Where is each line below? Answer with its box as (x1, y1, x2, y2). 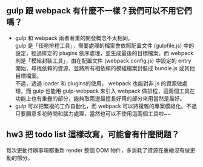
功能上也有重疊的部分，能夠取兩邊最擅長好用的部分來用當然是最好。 (15, 94, 185, 102)
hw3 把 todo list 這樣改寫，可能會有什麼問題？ (6, 129, 180, 140)
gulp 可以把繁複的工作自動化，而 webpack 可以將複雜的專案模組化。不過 (15, 102, 197, 110)
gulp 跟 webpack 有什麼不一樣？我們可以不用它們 (6, 5, 192, 16)
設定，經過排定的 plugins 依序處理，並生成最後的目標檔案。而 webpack (15, 49, 194, 56)
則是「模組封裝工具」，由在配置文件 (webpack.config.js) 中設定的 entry (15, 57, 192, 64)
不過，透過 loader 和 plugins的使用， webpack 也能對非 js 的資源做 (15, 79, 182, 87)
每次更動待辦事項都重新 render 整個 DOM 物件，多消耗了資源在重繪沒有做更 (6, 146, 196, 154)
